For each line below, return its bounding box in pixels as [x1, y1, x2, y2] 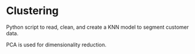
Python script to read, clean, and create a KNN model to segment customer [6, 23, 189, 31]
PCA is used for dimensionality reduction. [6, 41, 107, 48]
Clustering [6, 4, 59, 18]
